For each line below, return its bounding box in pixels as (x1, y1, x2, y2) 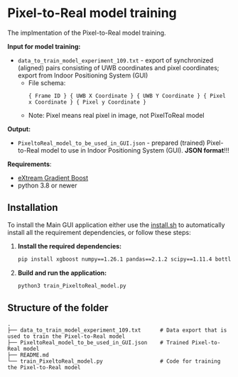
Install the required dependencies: (17, 241, 122, 250)
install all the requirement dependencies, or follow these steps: (7, 228, 191, 236)
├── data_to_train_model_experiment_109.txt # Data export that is (7, 327, 227, 334)
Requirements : (7, 160, 52, 168)
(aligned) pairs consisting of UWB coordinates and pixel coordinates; (17, 63, 220, 72)
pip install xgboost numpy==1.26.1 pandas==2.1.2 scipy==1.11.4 (17, 256, 212, 263)
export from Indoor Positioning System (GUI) (17, 71, 148, 80)
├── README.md (7, 351, 50, 359)
